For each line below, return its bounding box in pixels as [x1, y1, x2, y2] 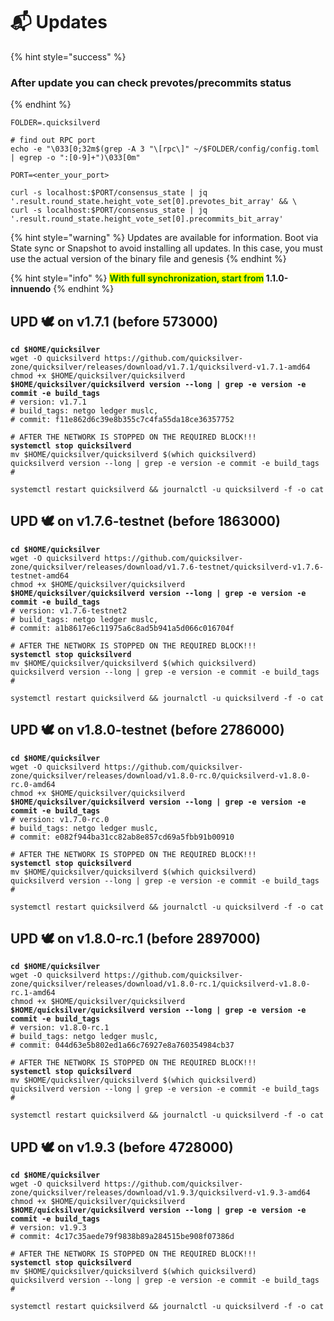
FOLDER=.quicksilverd [10, 118, 101, 128]
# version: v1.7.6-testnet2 [10, 605, 128, 616]
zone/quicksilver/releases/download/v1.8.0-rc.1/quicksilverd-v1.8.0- [10, 979, 311, 989]
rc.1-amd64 [10, 988, 56, 998]
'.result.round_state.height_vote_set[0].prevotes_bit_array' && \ [10, 197, 298, 207]
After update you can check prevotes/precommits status [10, 75, 292, 89]
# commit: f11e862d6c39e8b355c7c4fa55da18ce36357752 [10, 415, 235, 425]
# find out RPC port [10, 135, 97, 146]
